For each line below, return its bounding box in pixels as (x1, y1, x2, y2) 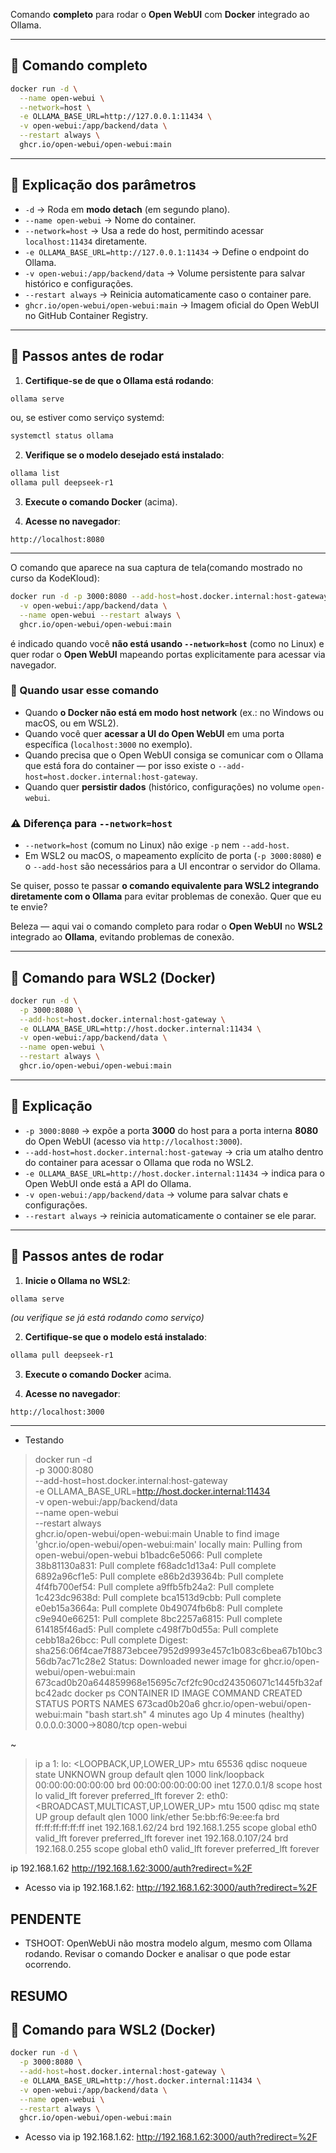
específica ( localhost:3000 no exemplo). (24, 738, 193, 750)
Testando (24, 1434, 65, 1446)
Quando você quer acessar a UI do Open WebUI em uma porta (24, 727, 285, 739)
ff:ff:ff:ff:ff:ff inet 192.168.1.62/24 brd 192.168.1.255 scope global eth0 (34, 1822, 318, 1834)
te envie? (10, 901, 48, 913)
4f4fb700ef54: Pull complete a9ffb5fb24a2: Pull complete (34, 1581, 275, 1593)
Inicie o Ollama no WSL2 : (24, 1274, 131, 1286)
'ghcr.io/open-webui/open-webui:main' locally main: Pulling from (34, 1539, 303, 1551)
